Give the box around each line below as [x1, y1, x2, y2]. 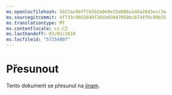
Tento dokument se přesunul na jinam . [6, 82, 100, 89]
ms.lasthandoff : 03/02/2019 [6, 31, 76, 37]
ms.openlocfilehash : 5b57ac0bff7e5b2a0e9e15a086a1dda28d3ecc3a [6, 8, 167, 15]
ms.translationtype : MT [6, 20, 65, 26]
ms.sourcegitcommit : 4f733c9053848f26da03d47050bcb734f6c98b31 [6, 14, 167, 20]
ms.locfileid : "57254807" [6, 36, 70, 42]
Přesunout [6, 62, 59, 76]
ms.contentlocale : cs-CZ [6, 25, 68, 32]
